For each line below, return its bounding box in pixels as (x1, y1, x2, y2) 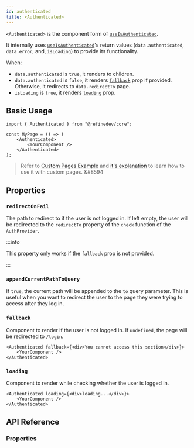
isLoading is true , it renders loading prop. (14, 89, 116, 96)
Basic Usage (6, 106, 53, 116)
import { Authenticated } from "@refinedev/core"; (6, 121, 132, 127)
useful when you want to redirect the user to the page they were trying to (6, 294, 183, 301)
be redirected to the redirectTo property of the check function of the (6, 221, 171, 228)
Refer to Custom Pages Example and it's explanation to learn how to (20, 162, 185, 170)
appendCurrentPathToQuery (6, 275, 80, 282)
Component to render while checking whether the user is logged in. (6, 380, 169, 387)
